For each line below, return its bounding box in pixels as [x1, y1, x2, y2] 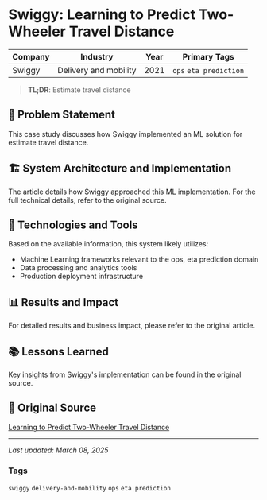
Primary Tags [182, 51, 234, 62]
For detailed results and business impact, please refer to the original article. [8, 320, 256, 331]
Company [12, 51, 50, 62]
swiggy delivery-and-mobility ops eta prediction [8, 485, 171, 493]
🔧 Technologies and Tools [8, 218, 138, 231]
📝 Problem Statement [8, 108, 116, 122]
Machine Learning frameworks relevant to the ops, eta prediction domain [19, 254, 259, 264]
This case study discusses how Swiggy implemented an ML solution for [8, 129, 243, 138]
